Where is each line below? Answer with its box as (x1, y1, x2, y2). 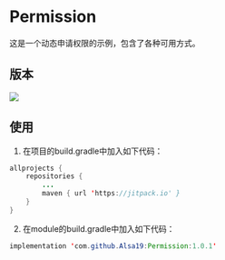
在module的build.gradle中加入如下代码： (22, 223, 175, 234)
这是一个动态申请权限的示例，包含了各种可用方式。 (9, 37, 201, 48)
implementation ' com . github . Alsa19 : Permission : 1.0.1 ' (9, 241, 218, 251)
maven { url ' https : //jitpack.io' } (42, 189, 181, 198)
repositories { (25, 172, 83, 181)
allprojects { (9, 164, 64, 173)
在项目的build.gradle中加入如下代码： (22, 145, 163, 156)
